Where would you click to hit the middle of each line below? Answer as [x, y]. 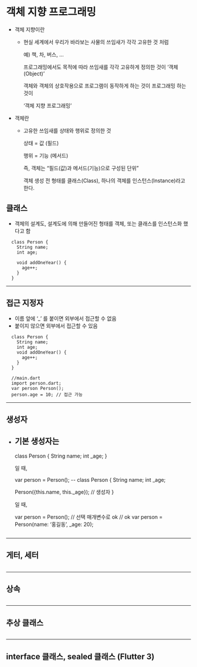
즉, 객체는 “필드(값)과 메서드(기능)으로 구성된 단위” [81, 168]
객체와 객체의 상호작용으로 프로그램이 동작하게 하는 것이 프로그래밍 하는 [105, 85]
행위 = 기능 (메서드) [46, 155]
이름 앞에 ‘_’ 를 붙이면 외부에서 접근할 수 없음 [65, 318]
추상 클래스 [25, 623]
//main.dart [26, 378]
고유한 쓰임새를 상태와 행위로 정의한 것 [67, 131]
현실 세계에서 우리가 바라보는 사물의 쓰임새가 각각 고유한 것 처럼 [96, 42]
